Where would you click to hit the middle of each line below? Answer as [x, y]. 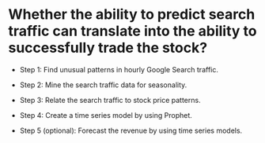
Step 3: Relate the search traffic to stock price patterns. [110, 100]
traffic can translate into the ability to [132, 31]
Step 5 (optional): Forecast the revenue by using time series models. [131, 130]
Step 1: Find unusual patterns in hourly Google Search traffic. [119, 69]
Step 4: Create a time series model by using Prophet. [106, 115]
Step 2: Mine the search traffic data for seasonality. [103, 85]
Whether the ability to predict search [132, 15]
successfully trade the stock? [108, 48]
